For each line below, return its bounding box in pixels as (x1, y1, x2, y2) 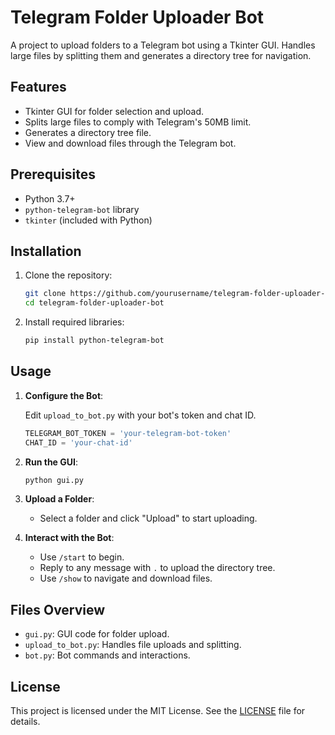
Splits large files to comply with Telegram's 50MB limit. (24, 116, 252, 128)
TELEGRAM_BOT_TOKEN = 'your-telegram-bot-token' (24, 428, 232, 438)
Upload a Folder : (24, 493, 95, 505)
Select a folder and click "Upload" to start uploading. (39, 512, 258, 525)
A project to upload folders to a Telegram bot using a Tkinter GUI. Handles (10, 39, 316, 51)
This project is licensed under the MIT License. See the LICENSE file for (10, 705, 306, 717)
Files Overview (10, 601, 106, 618)
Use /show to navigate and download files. (39, 572, 213, 585)
